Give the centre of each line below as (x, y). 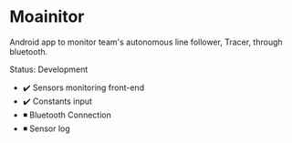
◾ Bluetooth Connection (67, 115)
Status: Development (49, 69)
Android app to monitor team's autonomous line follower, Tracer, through (146, 42)
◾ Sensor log (46, 128)
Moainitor (47, 17)
